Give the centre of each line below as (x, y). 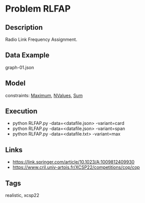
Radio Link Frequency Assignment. (41, 39)
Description (24, 27)
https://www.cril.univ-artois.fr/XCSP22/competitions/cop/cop (76, 167)
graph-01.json (20, 67)
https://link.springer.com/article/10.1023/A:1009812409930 (74, 162)
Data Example (27, 55)
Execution (21, 111)
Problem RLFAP (38, 9)
